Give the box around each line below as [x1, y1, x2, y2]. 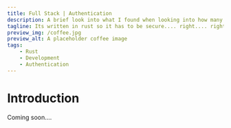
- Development [19, 55, 60, 62]
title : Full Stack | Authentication [7, 10, 112, 17]
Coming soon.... [7, 113, 52, 121]
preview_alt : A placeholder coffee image [7, 36, 128, 42]
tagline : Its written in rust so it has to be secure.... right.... [7, 23, 208, 29]
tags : [7, 42, 23, 49]
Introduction [7, 90, 80, 106]
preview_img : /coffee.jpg [7, 29, 81, 36]
